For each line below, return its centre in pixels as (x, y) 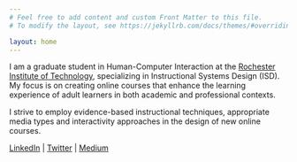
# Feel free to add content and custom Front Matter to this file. (136, 17)
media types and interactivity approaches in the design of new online (135, 121)
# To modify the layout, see (63, 26)
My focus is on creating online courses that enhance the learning (127, 86)
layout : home (33, 42)
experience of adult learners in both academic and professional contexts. (142, 95)
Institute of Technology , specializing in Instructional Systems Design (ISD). (145, 76)
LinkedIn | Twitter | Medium (59, 148)
